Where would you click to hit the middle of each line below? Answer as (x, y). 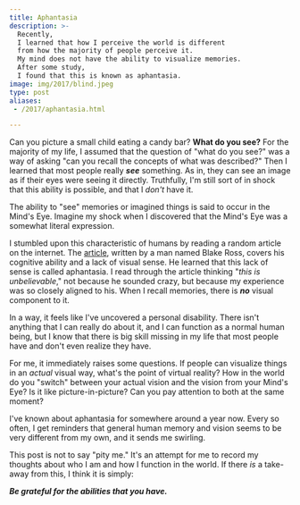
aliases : (25, 101)
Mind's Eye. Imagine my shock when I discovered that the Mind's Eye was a (149, 216)
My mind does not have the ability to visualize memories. (129, 59)
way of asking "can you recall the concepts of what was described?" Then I (148, 161)
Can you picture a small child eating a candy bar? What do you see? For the (149, 142)
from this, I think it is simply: (82, 474)
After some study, (52, 68)
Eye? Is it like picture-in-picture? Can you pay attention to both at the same (147, 392)
